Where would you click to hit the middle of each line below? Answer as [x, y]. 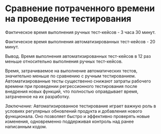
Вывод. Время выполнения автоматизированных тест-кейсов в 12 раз [78, 56]
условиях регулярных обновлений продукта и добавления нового [74, 111]
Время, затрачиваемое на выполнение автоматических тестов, [71, 70]
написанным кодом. [26, 126]
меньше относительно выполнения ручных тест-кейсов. [64, 61]
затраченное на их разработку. [38, 96]
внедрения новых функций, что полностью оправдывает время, [72, 91]
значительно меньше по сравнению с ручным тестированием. [71, 76]
